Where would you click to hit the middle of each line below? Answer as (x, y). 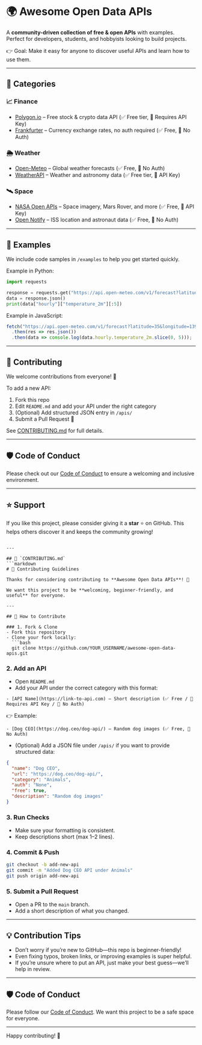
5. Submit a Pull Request (42, 892)
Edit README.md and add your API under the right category (86, 406)
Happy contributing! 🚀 (33, 1036)
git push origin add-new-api (43, 876)
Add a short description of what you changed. (72, 911)
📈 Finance (22, 102)
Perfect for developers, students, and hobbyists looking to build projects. (96, 39)
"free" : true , (29, 791)
